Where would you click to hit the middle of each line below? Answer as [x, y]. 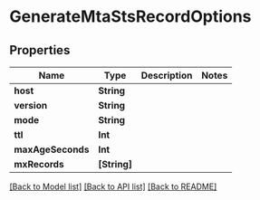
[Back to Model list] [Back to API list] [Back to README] [113, 186]
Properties [40, 50]
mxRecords [39, 164]
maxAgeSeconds [52, 149]
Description [167, 76]
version [31, 105]
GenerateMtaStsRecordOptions [130, 17]
